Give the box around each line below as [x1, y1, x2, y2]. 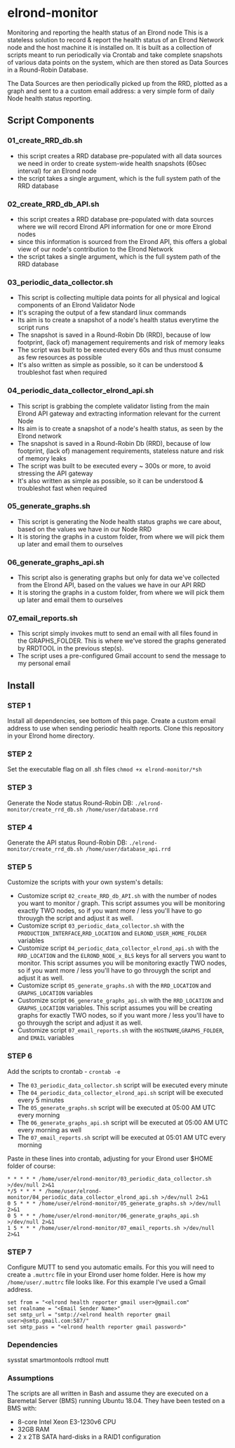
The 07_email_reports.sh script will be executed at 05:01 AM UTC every [17, 1133, 226, 1141]
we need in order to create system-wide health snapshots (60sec [17, 159, 207, 167]
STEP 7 [7, 1247, 32, 1257]
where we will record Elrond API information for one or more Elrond [17, 222, 212, 231]
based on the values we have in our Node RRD [17, 525, 152, 533]
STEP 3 [7, 783, 33, 793]
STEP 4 [7, 822, 33, 832]
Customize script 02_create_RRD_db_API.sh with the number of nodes [17, 892, 217, 900]
